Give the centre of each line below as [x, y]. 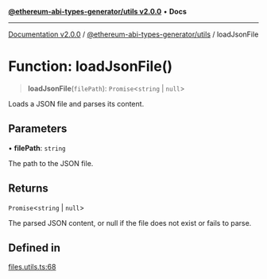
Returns [29, 189]
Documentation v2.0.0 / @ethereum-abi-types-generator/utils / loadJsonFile [133, 34]
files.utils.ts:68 [32, 267]
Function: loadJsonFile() [91, 66]
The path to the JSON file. [51, 163]
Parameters [38, 129]
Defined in [35, 248]
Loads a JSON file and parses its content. [76, 103]
